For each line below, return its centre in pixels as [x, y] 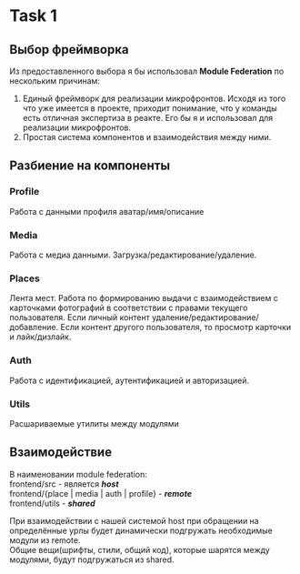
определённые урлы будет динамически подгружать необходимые [141, 530]
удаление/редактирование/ [205, 317]
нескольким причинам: [55, 81]
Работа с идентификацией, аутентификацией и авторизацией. [130, 380]
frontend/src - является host [65, 484]
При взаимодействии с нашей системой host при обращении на [134, 520]
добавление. [34, 327]
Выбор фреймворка [69, 50]
